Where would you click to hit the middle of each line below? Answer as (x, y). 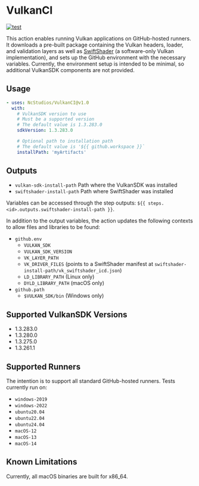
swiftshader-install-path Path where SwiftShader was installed (94, 191)
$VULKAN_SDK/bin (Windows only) (64, 296)
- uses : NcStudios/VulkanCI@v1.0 (48, 103)
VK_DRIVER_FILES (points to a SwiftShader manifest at (88, 264)
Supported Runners (43, 366)
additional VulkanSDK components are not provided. (71, 70)
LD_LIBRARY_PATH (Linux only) (59, 277)
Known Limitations (42, 462)
